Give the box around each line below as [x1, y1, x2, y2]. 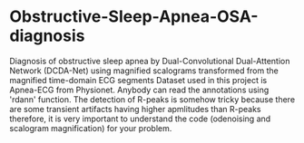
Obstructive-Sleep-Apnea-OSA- [9, 6, 259, 27]
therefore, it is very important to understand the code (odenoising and [9, 113, 271, 124]
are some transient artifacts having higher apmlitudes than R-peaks [9, 103, 261, 114]
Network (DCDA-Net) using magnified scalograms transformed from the [9, 65, 279, 76]
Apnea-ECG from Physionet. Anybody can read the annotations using [9, 84, 270, 95]
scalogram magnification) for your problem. [9, 122, 172, 133]
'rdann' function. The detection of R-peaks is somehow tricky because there [9, 93, 296, 105]
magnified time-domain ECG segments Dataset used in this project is [9, 74, 268, 85]
